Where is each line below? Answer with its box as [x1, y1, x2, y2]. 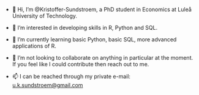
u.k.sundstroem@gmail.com [12, 82, 83, 88]
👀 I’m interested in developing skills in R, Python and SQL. [12, 24, 158, 31]
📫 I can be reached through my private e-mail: [12, 73, 130, 80]
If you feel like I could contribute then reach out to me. [12, 61, 149, 68]
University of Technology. [12, 12, 78, 19]
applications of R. [12, 43, 57, 49]
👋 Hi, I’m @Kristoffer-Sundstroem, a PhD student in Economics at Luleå [12, 6, 192, 13]
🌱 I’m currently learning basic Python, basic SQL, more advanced [12, 36, 177, 43]
